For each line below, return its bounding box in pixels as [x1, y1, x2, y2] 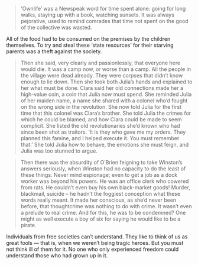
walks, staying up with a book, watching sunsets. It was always [20, 11, 174, 18]
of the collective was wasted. [20, 24, 92, 31]
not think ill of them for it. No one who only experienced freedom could [6, 245, 179, 253]
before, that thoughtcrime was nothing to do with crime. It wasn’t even [20, 203, 192, 209]
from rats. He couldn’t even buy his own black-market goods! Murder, [20, 184, 190, 191]
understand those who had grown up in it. [6, 252, 108, 259]
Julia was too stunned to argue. [20, 147, 98, 154]
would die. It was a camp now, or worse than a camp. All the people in [20, 66, 191, 73]
